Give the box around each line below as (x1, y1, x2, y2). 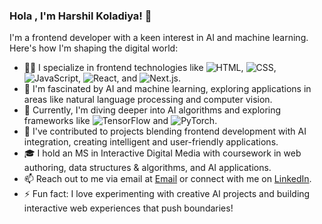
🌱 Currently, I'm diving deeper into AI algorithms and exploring (23, 104, 282, 116)
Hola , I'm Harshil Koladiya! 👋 (9, 9, 152, 23)
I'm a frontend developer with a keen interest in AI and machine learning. (9, 32, 309, 44)
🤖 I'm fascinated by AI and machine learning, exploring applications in (23, 83, 312, 95)
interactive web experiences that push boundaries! (23, 202, 234, 214)
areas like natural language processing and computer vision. (23, 94, 273, 106)
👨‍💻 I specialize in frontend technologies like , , (23, 62, 277, 74)
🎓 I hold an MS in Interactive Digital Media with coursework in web (23, 147, 302, 159)
